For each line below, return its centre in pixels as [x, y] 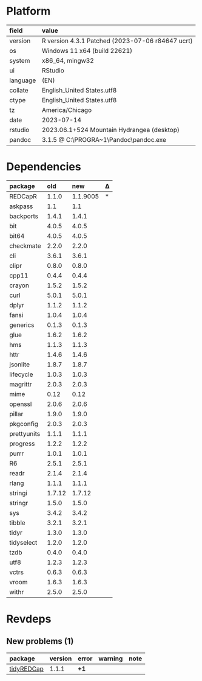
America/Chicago [67, 110]
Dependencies [44, 167]
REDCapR [23, 196]
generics [22, 325]
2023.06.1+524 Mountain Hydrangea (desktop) [111, 130]
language [23, 80]
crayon [19, 285]
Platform [29, 11]
